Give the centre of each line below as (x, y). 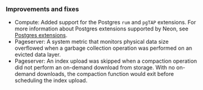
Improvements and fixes (42, 9)
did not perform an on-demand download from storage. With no (94, 67)
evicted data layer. (38, 55)
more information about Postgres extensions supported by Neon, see (101, 29)
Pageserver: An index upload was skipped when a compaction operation (106, 61)
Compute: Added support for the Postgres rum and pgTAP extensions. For (105, 22)
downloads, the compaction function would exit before (105, 74)
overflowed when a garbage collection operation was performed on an (103, 48)
